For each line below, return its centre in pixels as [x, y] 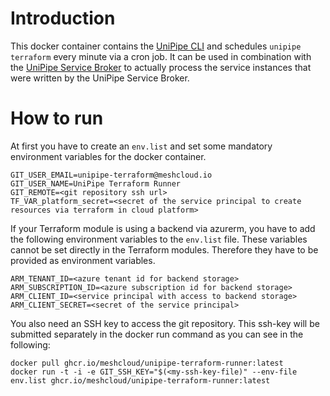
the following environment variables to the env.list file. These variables [159, 239]
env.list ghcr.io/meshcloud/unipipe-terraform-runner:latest [140, 380]
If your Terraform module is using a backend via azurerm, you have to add [163, 228]
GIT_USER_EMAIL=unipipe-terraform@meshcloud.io [111, 175]
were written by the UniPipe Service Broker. [100, 78]
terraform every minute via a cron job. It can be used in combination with [161, 56]
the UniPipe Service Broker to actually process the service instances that [161, 67]
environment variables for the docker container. [108, 156]
